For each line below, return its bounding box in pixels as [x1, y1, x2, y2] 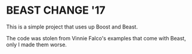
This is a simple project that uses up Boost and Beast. [6, 23, 138, 30]
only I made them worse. [6, 41, 67, 48]
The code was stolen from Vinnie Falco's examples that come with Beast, [6, 34, 186, 42]
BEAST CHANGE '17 [6, 4, 106, 17]
